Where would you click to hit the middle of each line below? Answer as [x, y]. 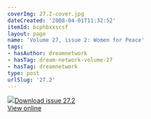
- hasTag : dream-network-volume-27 [60, 60]
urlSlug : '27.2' [31, 80]
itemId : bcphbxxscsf [38, 27]
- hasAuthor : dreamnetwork [47, 54]
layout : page [27, 34]
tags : [15, 47]
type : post [24, 73]
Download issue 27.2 [45, 101]
